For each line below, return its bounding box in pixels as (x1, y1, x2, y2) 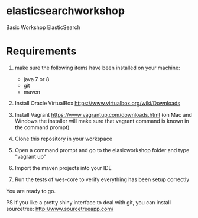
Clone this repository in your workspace (14, 135, 112, 142)
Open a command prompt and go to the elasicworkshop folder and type (14, 146, 190, 153)
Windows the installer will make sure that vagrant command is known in (14, 117, 189, 124)
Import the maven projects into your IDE (14, 164, 112, 171)
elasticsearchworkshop (6, 4, 125, 18)
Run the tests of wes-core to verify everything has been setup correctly (14, 176, 190, 183)
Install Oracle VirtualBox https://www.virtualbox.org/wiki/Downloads (14, 100, 181, 107)
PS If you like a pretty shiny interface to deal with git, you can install (6, 198, 171, 206)
